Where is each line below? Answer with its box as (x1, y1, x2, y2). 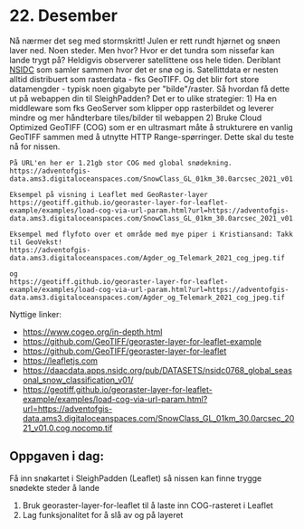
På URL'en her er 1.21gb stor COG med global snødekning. (9, 158, 233, 167)
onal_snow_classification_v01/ (22, 374, 134, 385)
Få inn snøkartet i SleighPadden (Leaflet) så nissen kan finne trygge (9, 472, 262, 484)
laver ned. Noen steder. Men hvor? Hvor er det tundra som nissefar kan (9, 44, 275, 55)
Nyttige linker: (9, 308, 62, 319)
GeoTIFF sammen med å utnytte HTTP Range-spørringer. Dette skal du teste (9, 131, 294, 142)
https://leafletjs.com (22, 354, 98, 366)
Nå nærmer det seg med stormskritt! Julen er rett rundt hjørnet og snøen (9, 35, 280, 46)
